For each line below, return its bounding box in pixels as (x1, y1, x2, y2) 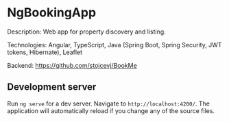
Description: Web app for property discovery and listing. (7, 27, 166, 36)
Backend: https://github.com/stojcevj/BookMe (7, 61, 137, 69)
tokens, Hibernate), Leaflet (7, 48, 83, 56)
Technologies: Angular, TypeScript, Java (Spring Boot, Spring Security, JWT (7, 40, 222, 49)
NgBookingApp (7, 5, 97, 21)
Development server (7, 81, 97, 93)
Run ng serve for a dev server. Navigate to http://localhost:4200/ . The (7, 99, 210, 108)
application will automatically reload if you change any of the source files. (7, 106, 215, 114)
